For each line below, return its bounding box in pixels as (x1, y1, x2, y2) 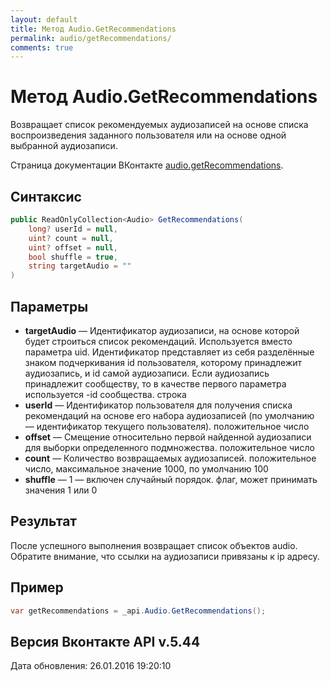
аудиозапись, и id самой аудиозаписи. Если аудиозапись (24, 367, 270, 379)
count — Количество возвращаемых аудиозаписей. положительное (24, 452, 317, 464)
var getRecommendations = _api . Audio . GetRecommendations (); (10, 606, 267, 616)
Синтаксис (10, 188, 82, 205)
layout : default (10, 14, 78, 25)
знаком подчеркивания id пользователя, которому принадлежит (24, 356, 303, 368)
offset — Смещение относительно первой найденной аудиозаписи (24, 431, 312, 443)
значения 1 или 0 (24, 484, 98, 496)
